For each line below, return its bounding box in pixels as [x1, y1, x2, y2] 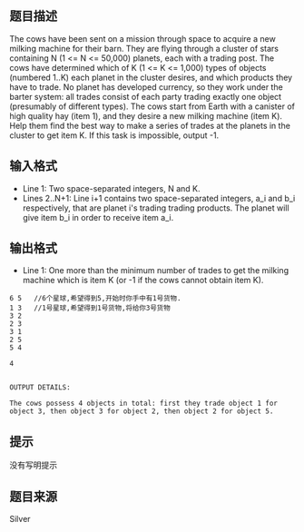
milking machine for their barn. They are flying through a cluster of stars [9, 43, 279, 54]
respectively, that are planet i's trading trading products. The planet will [22, 202, 289, 213]
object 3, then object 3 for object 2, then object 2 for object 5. [9, 407, 274, 416]
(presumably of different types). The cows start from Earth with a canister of [9, 101, 295, 112]
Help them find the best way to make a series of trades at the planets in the [9, 120, 290, 131]
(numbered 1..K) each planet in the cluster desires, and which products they [9, 72, 293, 83]
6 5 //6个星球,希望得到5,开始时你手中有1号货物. [9, 294, 181, 303]
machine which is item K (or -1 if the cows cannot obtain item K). [22, 275, 264, 286]
